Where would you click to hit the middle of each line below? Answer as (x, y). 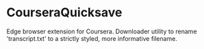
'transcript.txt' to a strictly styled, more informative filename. (92, 38)
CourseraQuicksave (64, 13)
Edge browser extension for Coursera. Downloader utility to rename (102, 31)
